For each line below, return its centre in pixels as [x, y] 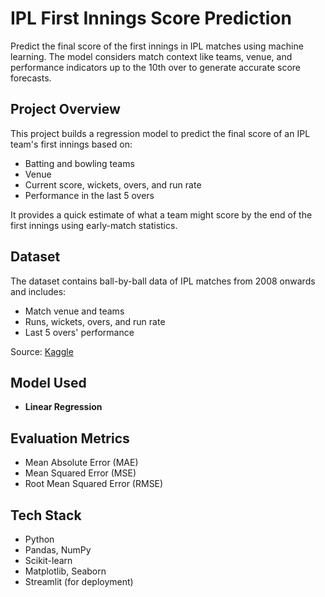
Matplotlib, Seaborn [65, 571]
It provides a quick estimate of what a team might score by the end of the [161, 214]
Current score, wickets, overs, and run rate [113, 184]
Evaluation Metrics [70, 438]
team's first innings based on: [71, 144]
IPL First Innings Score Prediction [151, 18]
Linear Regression [63, 407]
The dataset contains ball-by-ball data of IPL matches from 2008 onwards [163, 281]
